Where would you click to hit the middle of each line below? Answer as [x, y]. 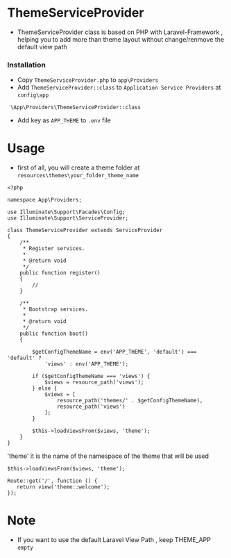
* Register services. [54, 249]
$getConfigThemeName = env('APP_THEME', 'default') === [114, 352]
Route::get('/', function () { [52, 481]
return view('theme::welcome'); [63, 487]
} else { [45, 388]
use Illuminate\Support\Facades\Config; [67, 212]
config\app [33, 95]
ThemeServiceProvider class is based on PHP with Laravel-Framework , [120, 32]
